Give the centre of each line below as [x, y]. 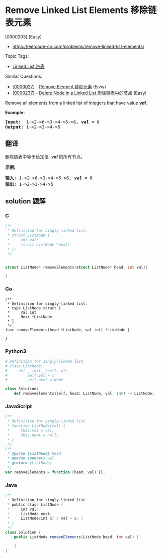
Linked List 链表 [28, 66]
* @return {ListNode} [30, 463]
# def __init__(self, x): [37, 371]
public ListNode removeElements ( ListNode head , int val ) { [77, 537]
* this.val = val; [31, 430]
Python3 [16, 351]
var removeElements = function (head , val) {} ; [55, 472]
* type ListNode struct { [34, 308]
